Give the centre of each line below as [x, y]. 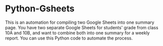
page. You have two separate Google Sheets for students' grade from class [82, 27]
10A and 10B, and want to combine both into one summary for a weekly [77, 33]
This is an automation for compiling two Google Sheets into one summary [80, 22]
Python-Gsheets [40, 9]
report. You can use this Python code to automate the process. [69, 38]
